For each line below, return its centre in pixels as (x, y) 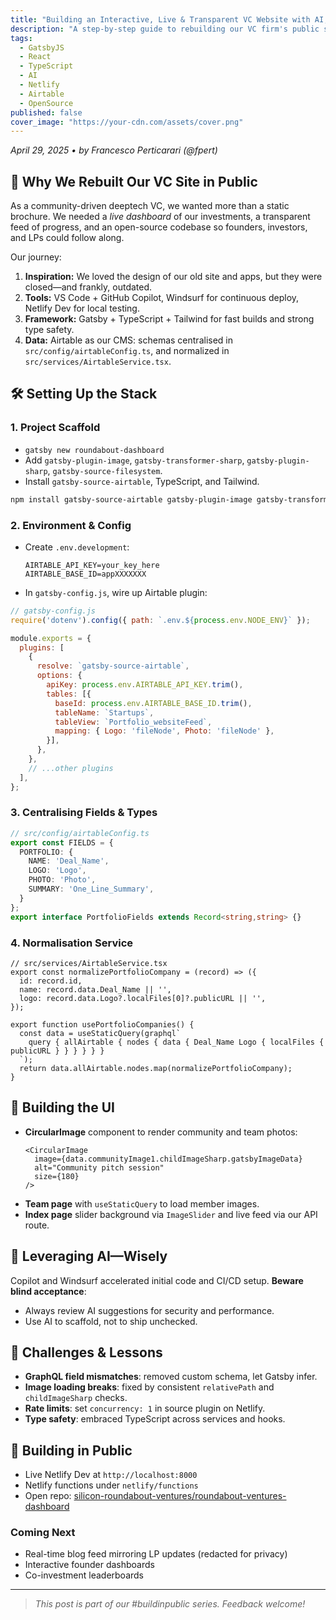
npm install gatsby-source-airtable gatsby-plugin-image (131, 499)
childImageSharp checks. (76, 1398)
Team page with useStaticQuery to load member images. (142, 1203)
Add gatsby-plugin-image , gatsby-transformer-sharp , (134, 460)
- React (35, 57)
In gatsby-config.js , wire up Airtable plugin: (116, 592)
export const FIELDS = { (62, 842)
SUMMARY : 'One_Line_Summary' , (91, 889)
